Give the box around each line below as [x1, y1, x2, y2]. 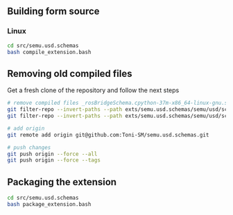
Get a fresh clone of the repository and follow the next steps [7, 86, 180, 94]
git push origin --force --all [7, 150, 98, 157]
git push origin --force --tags [7, 157, 101, 164]
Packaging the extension [7, 176, 116, 188]
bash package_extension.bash [7, 200, 92, 207]
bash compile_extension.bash [7, 49, 92, 55]
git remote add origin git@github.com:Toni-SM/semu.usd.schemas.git [7, 131, 209, 138]
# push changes [7, 144, 51, 151]
